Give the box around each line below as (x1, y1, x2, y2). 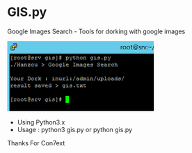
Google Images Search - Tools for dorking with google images (7, 27, 186, 35)
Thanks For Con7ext (7, 138, 65, 147)
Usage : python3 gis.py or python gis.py (17, 125, 133, 134)
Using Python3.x (17, 118, 65, 126)
